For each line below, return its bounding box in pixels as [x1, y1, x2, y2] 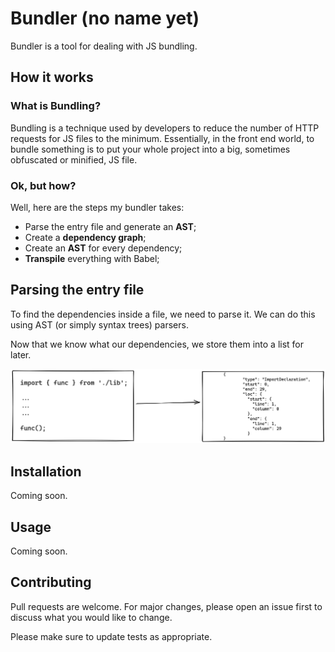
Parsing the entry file [10, 282, 145, 299]
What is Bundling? [10, 99, 102, 113]
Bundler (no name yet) [10, 7, 200, 30]
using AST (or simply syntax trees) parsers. [10, 318, 189, 331]
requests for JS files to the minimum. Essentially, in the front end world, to [10, 132, 315, 144]
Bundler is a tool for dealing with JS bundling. [10, 40, 198, 52]
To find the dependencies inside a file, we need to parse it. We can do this [10, 308, 316, 320]
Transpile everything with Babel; [24, 252, 160, 264]
